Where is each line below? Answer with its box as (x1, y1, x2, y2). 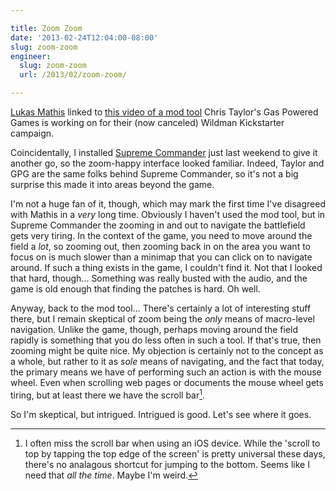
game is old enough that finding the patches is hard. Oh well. (10, 283, 261, 295)
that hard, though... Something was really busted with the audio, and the (10, 272, 308, 284)
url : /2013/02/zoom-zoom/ (19, 70, 128, 80)
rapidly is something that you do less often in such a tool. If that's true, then (10, 334, 322, 346)
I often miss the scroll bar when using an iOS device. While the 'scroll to (24, 437, 321, 449)
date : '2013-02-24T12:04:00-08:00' (10, 32, 159, 43)
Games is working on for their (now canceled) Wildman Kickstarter (10, 117, 285, 128)
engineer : (10, 51, 52, 61)
